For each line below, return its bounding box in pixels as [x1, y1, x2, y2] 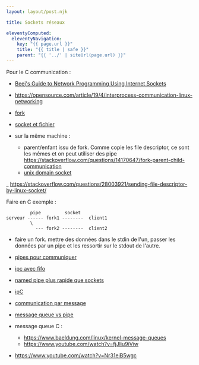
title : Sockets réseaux [6, 19, 65, 26]
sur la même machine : [14, 132, 71, 139]
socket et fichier [14, 120, 55, 128]
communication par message [14, 299, 86, 306]
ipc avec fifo [14, 265, 46, 272]
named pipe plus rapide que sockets [14, 277, 104, 284]
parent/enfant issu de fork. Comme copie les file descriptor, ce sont [23, 144, 189, 151]
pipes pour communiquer [14, 253, 77, 261]
